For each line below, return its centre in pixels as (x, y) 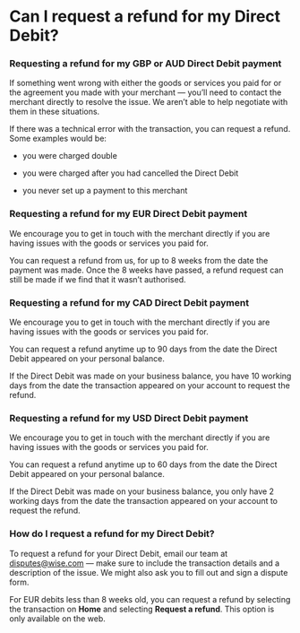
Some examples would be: (58, 139)
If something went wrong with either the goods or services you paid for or (146, 83)
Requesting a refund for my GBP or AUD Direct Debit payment (146, 64)
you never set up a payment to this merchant (105, 191)
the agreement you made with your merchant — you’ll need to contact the (146, 92)
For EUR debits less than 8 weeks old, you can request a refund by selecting (150, 599)
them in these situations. (55, 112)
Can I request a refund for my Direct (145, 17)
